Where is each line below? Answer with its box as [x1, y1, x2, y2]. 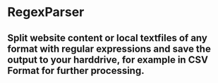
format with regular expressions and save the [7, 43, 212, 54]
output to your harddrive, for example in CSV [7, 54, 208, 66]
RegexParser [7, 4, 85, 20]
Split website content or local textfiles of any [7, 32, 208, 44]
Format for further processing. [7, 64, 145, 77]
